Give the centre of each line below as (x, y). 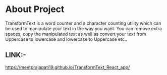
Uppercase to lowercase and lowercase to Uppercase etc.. (66, 39)
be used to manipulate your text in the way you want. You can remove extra (84, 28)
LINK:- (16, 55)
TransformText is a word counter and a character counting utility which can (83, 23)
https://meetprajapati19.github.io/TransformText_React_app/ (68, 67)
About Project (35, 9)
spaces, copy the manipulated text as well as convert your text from (76, 34)
